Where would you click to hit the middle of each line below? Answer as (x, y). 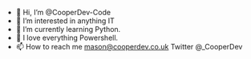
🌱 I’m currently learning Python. (68, 29)
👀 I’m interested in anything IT (65, 21)
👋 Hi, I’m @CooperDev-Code (63, 12)
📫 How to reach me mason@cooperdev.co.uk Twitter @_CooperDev (129, 47)
